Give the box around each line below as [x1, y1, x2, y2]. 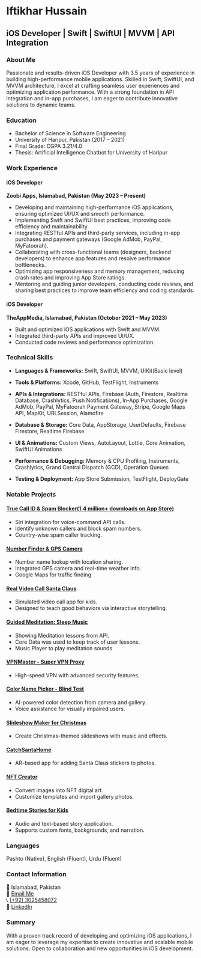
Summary [6, 918, 36, 927]
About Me [6, 55, 36, 64]
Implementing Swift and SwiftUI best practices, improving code [14, 216, 171, 224]
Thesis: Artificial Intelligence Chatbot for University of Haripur [14, 149, 168, 156]
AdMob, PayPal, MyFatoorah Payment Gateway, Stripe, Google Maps [14, 403, 185, 410]
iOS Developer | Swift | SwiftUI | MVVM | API [6, 28, 175, 38]
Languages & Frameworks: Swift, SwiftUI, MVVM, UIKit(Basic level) [14, 367, 183, 374]
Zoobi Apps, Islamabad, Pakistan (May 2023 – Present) [6, 192, 146, 200]
